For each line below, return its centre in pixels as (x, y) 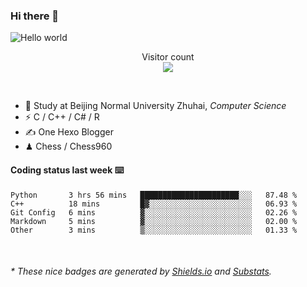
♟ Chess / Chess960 (68, 146)
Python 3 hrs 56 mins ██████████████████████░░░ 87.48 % (154, 195)
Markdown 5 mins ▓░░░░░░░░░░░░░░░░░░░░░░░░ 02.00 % (154, 221)
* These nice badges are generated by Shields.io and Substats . (141, 271)
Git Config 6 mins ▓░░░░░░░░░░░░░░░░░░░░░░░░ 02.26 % (154, 212)
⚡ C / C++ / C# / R (62, 117)
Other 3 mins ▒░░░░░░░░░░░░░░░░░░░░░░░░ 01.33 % (154, 230)
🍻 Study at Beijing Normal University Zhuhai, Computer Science (155, 106)
